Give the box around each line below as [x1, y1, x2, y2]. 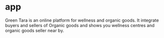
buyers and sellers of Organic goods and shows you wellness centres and [5, 22, 155, 28]
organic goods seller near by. [5, 27, 64, 33]
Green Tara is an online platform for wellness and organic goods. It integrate [5, 17, 159, 23]
